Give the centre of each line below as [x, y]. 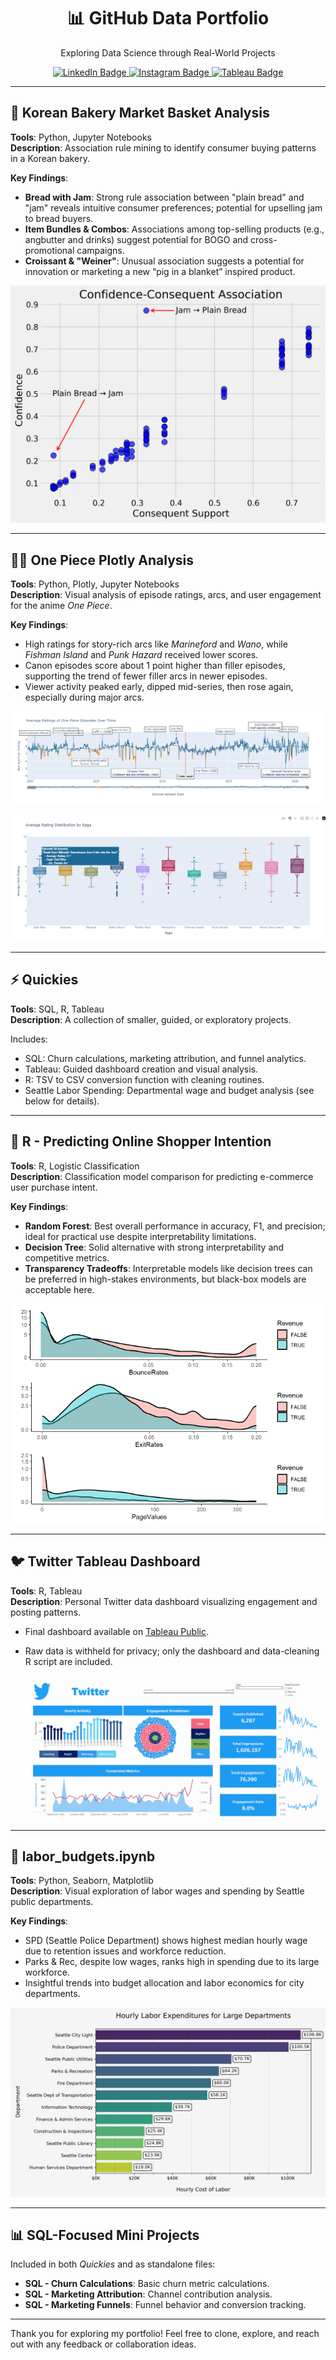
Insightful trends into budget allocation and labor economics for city [164, 1983]
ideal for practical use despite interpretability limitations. [140, 1236]
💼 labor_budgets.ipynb [83, 1856]
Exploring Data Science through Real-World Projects [168, 52]
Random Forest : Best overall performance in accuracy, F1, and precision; [175, 1226]
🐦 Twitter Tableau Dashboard [105, 1561]
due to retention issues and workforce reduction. [125, 1951]
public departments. [52, 1902]
